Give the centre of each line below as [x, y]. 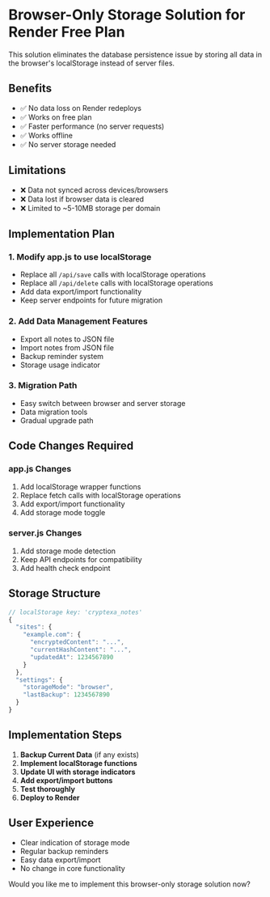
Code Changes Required [71, 446]
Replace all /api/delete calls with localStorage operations [116, 283]
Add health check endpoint [65, 568]
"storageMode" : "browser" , [68, 688]
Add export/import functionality [72, 504]
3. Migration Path [43, 386]
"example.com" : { [52, 635]
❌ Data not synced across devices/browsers [94, 190]
